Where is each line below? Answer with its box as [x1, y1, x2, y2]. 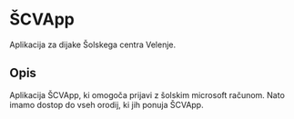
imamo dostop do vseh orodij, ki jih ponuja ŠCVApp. [9, 99, 204, 110]
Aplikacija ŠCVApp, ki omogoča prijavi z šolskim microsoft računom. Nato [9, 89, 285, 100]
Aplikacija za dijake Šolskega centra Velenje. [9, 39, 177, 50]
